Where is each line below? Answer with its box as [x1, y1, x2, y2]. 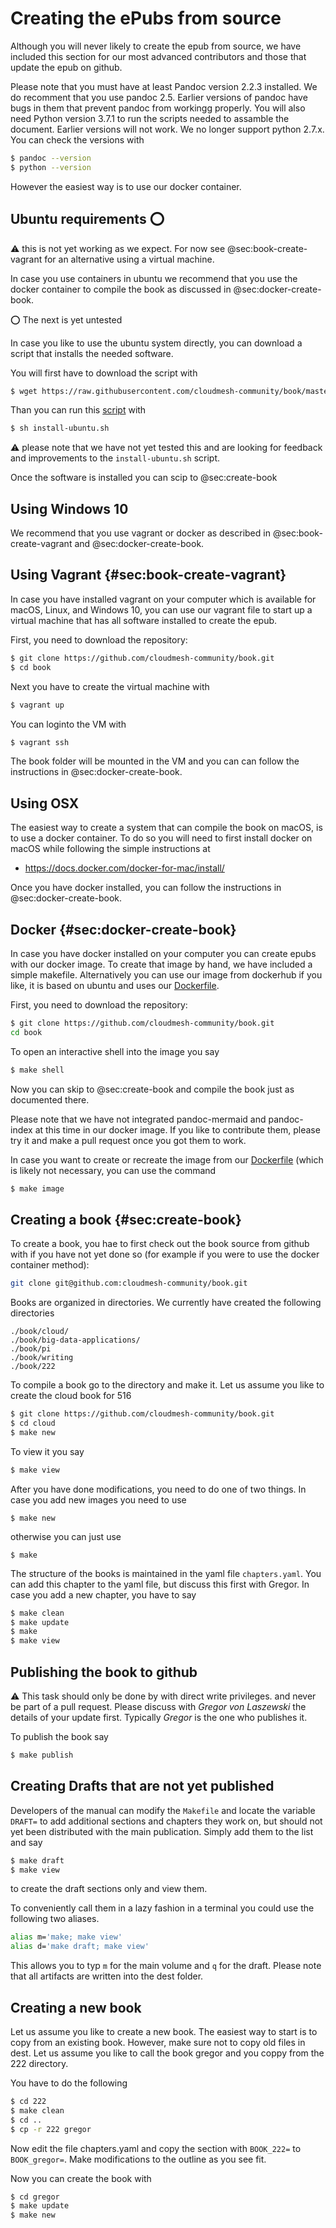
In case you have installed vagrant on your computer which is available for [10, 593, 317, 605]
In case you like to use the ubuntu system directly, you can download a [10, 337, 303, 349]
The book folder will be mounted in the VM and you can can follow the [10, 755, 300, 767]
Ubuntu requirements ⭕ [10, 211, 165, 228]
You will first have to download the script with [10, 367, 198, 379]
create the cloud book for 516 [10, 1390, 132, 1402]
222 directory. [10, 2058, 69, 2069]
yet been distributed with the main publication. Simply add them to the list [10, 1825, 314, 1837]
